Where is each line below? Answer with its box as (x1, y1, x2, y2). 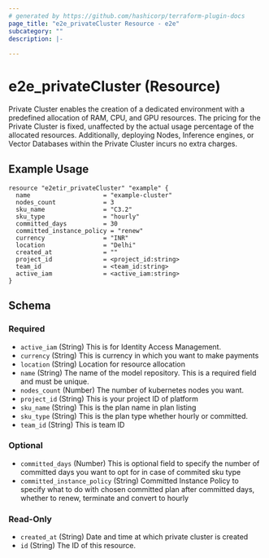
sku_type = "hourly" (15, 213, 140, 221)
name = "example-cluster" (15, 191, 173, 200)
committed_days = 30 (15, 219, 118, 228)
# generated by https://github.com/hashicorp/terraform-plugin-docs (8, 11, 245, 20)
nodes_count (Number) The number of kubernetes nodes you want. (20, 384, 245, 395)
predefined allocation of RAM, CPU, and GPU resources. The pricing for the (8, 113, 262, 123)
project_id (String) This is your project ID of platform (20, 393, 199, 403)
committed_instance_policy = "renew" (15, 226, 144, 235)
